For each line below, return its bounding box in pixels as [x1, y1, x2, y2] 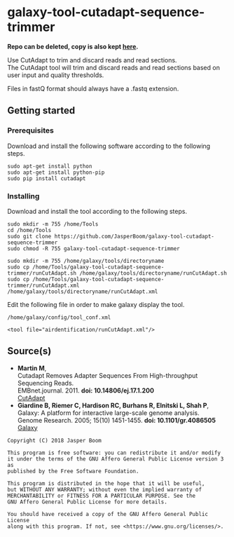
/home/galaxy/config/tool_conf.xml [7, 313, 111, 321]
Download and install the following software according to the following [7, 142, 211, 150]
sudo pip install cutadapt [7, 175, 86, 182]
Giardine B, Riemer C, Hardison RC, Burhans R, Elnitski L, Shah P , [17, 401, 209, 409]
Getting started [7, 104, 76, 116]
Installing [7, 191, 40, 200]
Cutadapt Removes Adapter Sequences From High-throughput [17, 371, 198, 379]
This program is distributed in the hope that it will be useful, [7, 480, 205, 487]
